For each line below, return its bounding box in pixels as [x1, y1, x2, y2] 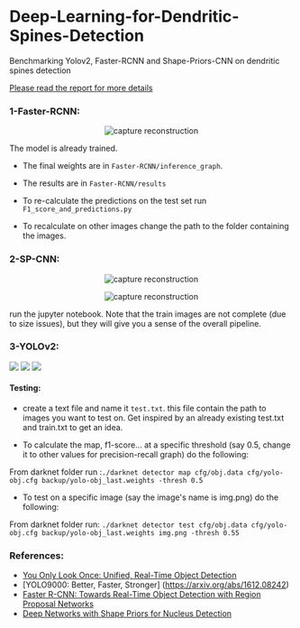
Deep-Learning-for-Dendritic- [9, 6, 240, 27]
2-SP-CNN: [9, 253, 60, 265]
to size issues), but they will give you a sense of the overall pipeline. [9, 318, 261, 328]
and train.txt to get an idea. [22, 422, 123, 433]
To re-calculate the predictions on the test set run [22, 196, 207, 207]
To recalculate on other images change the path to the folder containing [22, 221, 290, 232]
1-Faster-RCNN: [9, 105, 81, 117]
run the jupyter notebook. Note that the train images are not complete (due [9, 309, 286, 319]
